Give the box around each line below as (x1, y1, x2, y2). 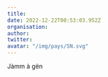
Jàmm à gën (7, 62, 43, 70)
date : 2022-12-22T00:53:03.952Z (7, 17, 101, 24)
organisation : (7, 23, 49, 30)
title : (7, 10, 26, 17)
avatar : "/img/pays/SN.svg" (7, 43, 89, 50)
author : (7, 29, 30, 37)
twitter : (7, 36, 33, 43)
